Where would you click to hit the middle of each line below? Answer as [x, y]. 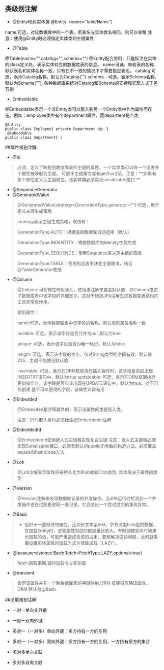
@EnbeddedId [27, 430]
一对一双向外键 [27, 620]
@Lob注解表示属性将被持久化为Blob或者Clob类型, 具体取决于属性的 [85, 472]
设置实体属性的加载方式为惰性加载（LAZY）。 [74, 543]
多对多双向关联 [27, 662]
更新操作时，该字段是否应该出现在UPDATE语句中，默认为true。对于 [85, 383]
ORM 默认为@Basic [37, 589]
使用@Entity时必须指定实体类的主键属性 [54, 38]
